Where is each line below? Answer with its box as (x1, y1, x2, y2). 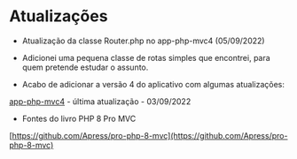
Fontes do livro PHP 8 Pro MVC (21, 113, 137, 124)
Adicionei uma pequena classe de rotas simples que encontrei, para (21, 52, 270, 63)
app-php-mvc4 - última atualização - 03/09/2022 (9, 95, 191, 107)
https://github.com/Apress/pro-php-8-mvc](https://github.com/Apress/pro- (12, 130, 288, 140)
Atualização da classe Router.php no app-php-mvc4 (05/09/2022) (21, 35, 265, 46)
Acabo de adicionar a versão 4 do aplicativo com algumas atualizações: (21, 79, 285, 89)
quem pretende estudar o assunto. (21, 62, 149, 72)
